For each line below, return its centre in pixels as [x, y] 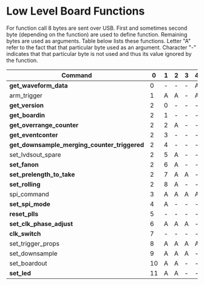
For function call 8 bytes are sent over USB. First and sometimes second [97, 28]
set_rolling [25, 184]
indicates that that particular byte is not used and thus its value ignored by [99, 53]
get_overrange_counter [44, 125]
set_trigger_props [34, 243]
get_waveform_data [39, 85]
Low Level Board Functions [76, 11]
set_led [20, 273]
